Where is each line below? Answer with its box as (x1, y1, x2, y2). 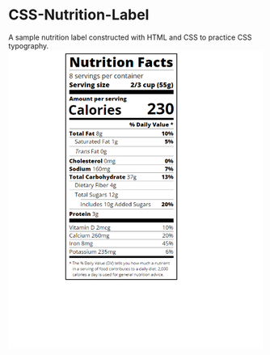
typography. (8, 40, 49, 50)
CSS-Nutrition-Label (8, 6, 150, 24)
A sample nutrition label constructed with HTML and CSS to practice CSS (8, 32, 252, 42)
